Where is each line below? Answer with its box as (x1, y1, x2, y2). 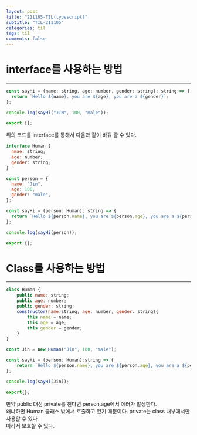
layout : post (6, 8, 38, 15)
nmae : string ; (11, 149, 46, 155)
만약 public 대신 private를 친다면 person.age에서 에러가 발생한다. (6, 400, 157, 407)
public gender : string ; (16, 303, 75, 309)
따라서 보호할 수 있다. (6, 423, 55, 430)
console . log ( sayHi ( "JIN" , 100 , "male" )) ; (6, 110, 109, 115)
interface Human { (6, 143, 51, 149)
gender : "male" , (11, 192, 51, 198)
